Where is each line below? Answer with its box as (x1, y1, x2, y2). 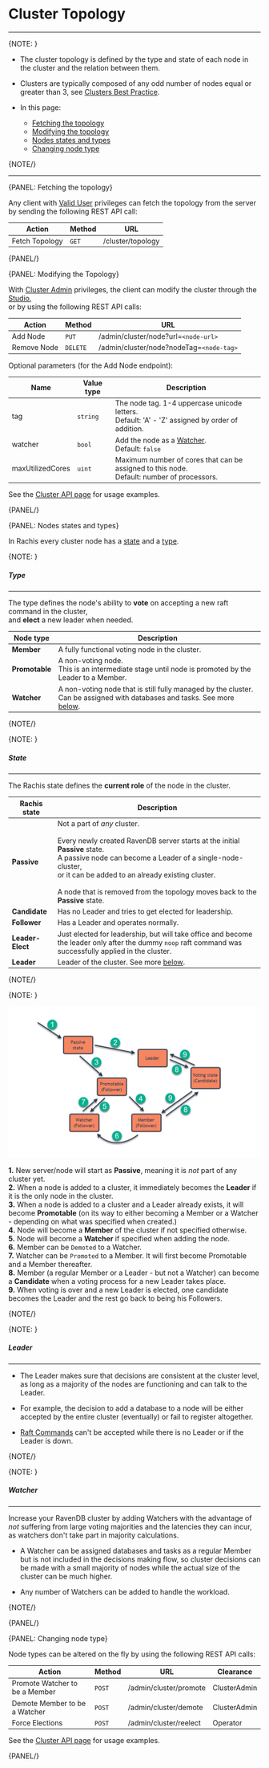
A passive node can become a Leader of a (57, 853, 197, 862)
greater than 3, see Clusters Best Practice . (19, 87, 160, 96)
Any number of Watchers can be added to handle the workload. (19, 1587, 230, 1596)
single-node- (197, 853, 244, 862)
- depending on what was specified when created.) (8, 1216, 178, 1226)
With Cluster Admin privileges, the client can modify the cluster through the (8, 285, 258, 295)
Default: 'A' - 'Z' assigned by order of (114, 415, 239, 426)
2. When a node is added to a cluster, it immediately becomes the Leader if (8, 1182, 257, 1192)
